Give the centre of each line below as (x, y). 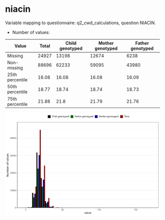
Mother (106, 43)
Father (142, 43)
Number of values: (31, 32)
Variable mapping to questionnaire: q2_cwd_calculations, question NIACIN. (81, 23)
